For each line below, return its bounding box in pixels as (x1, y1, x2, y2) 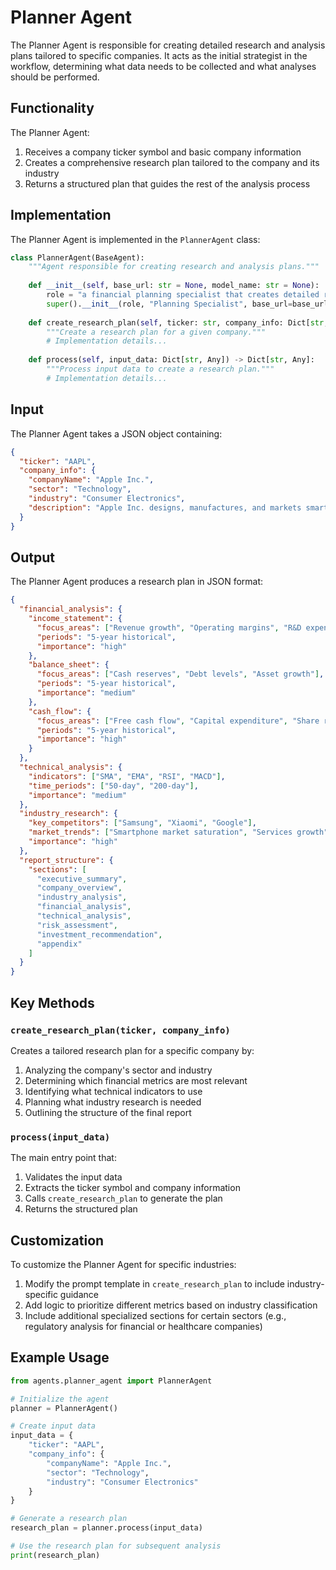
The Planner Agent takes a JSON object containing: (10, 427, 223, 440)
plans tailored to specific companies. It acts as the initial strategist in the (10, 49, 308, 61)
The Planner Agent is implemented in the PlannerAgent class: (10, 233, 261, 245)
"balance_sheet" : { (28, 660, 110, 670)
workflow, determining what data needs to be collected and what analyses (10, 60, 317, 72)
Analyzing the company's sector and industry (24, 1064, 213, 1076)
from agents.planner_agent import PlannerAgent (10, 1376, 213, 1386)
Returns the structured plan (24, 1203, 138, 1215)
